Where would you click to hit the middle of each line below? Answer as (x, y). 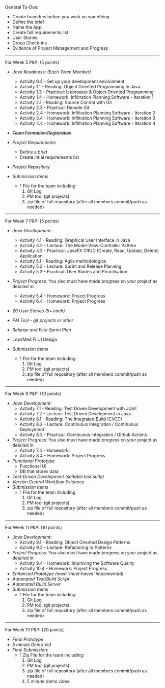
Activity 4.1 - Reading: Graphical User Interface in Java (75, 240)
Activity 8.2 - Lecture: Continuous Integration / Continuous (79, 424)
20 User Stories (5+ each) (39, 311)
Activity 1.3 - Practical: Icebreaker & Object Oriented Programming (86, 92)
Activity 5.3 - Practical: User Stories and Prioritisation (73, 272)
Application (31, 256)
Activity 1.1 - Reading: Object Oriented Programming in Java (80, 87)
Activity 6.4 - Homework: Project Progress (62, 301)
